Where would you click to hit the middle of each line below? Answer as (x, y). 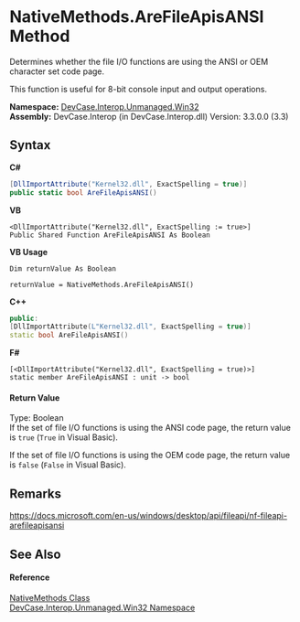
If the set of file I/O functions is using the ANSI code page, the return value (150, 428)
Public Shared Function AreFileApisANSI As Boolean (110, 235)
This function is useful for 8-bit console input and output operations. (139, 89)
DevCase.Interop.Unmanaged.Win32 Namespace (102, 607)
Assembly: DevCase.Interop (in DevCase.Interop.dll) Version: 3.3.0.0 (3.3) (149, 116)
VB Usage (29, 252)
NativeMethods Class (50, 597)
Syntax (30, 145)
